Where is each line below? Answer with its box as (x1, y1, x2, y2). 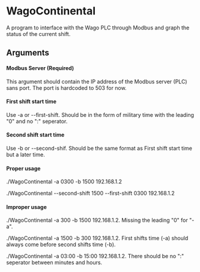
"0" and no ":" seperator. (6, 117, 68, 125)
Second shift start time (6, 131, 65, 138)
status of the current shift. (6, 30, 71, 37)
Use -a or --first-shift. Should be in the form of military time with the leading (6, 111, 194, 118)
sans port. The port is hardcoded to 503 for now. (6, 84, 127, 91)
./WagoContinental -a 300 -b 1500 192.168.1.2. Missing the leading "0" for (6, 217, 188, 224)
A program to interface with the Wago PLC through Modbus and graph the (6, 24, 190, 31)
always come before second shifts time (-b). (6, 241, 116, 248)
